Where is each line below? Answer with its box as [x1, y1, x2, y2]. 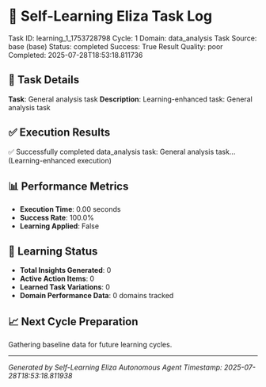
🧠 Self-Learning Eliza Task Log [8, 7, 212, 25]
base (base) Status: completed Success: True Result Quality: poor [8, 41, 223, 51]
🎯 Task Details [8, 73, 80, 86]
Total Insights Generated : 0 [19, 266, 112, 275]
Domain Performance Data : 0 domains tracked [19, 291, 174, 301]
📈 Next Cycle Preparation [8, 315, 139, 328]
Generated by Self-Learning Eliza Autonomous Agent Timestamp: [8, 362, 223, 372]
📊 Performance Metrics [8, 179, 129, 193]
